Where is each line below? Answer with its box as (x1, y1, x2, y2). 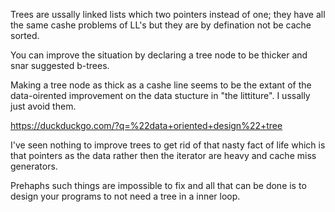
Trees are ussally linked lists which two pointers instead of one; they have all (10, 9, 326, 20)
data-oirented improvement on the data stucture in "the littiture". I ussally (10, 90, 311, 101)
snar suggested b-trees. (10, 60, 110, 71)
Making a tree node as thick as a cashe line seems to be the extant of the (10, 79, 312, 91)
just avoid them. (10, 100, 77, 112)
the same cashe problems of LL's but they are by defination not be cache (10, 19, 312, 31)
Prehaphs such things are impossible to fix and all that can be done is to (10, 180, 307, 191)
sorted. (10, 30, 40, 41)
